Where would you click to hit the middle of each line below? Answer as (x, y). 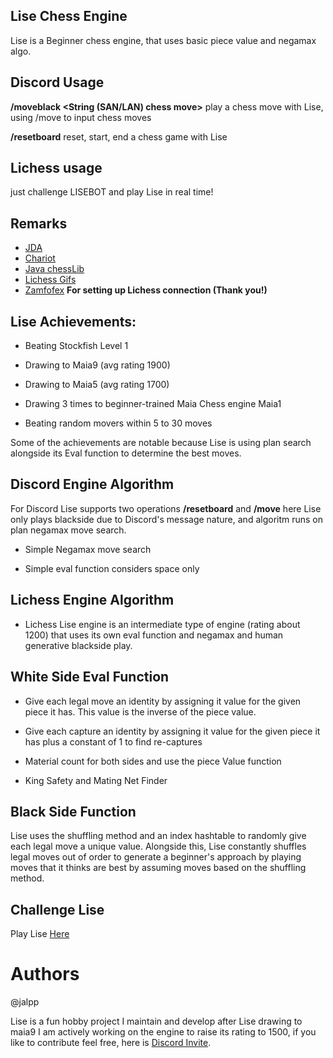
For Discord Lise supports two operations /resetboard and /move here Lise (166, 508)
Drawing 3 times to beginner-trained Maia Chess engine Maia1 (153, 404)
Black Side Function (73, 811)
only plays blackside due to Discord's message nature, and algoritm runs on (167, 519)
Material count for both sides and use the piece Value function (153, 761)
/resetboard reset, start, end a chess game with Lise (119, 136)
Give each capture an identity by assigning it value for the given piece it (172, 731)
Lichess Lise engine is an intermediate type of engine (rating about (162, 624)
